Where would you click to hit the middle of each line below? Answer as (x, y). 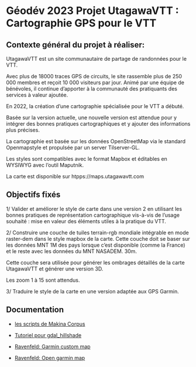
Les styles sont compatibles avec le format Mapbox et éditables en (87, 159)
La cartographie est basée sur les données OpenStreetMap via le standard (96, 141)
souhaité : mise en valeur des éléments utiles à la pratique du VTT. (86, 221)
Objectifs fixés (33, 195)
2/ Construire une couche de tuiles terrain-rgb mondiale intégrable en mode (97, 233)
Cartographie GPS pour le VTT (81, 23)
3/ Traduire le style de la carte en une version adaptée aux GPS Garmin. (93, 291)
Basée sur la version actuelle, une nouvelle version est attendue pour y (92, 117)
